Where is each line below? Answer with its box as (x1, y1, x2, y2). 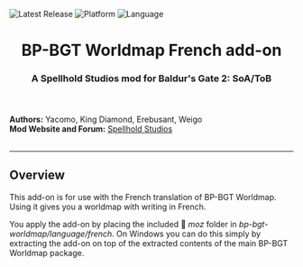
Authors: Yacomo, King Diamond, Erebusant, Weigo (9, 114, 203, 125)
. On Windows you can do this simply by (111, 228, 262, 239)
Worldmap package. (9, 247, 85, 258)
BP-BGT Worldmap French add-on (21, 41, 282, 60)
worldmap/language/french (9, 228, 113, 239)
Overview (9, 168, 66, 183)
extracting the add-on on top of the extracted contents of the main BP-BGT (9, 237, 289, 248)
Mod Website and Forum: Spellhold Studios (9, 124, 173, 134)
